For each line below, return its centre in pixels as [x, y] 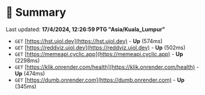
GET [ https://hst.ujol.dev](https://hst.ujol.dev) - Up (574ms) [89, 41]
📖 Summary [36, 12]
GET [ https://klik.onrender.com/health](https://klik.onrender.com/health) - [107, 67]
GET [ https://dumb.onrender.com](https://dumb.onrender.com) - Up [99, 80]
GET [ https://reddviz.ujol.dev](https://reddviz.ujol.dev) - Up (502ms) [100, 47]
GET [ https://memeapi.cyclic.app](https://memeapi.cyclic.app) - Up [99, 54]
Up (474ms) [30, 73]
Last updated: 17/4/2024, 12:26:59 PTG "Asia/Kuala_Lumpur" [86, 29]
